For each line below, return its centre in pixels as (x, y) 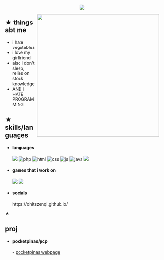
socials (20, 193)
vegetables (23, 47)
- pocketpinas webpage (36, 252)
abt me (16, 30)
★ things (19, 23)
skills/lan (19, 128)
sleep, (18, 68)
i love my (21, 52)
